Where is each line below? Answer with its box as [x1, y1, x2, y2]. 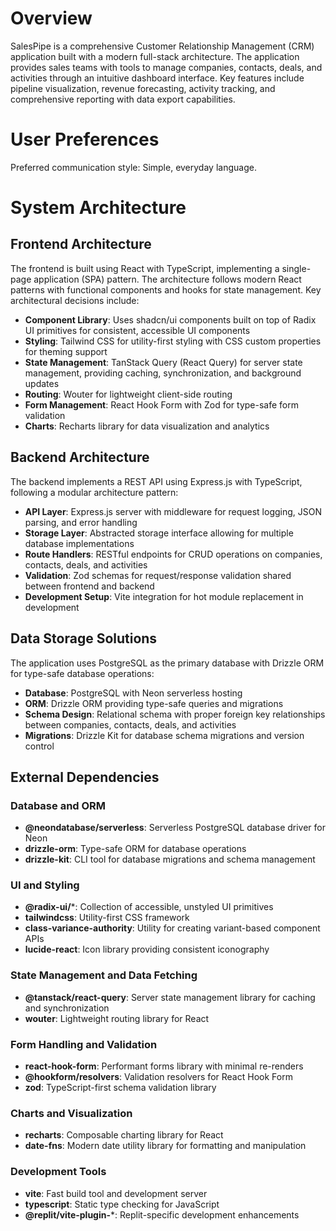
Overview [10, 7, 93, 30]
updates [24, 377, 60, 389]
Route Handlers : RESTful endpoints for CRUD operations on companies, [24, 548, 323, 560]
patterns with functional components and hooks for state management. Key [10, 283, 322, 296]
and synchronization [24, 1002, 110, 1014]
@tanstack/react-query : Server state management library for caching [24, 991, 316, 1003]
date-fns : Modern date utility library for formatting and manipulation [24, 1140, 307, 1152]
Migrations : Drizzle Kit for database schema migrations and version [24, 729, 305, 741]
